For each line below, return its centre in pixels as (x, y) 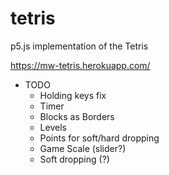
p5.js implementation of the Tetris (79, 46)
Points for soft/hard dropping (99, 138)
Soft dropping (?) (74, 159)
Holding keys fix (73, 95)
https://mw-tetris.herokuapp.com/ (80, 65)
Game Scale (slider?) (83, 148)
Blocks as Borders (77, 116)
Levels (53, 127)
